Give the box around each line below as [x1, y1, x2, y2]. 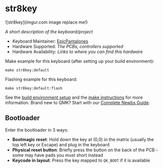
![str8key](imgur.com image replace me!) [5, 19, 88, 25]
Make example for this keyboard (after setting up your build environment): [5, 58, 155, 64]
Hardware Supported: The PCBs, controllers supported [12, 43, 124, 49]
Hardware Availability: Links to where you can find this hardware [12, 49, 143, 55]
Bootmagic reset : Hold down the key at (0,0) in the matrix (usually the [12, 136, 154, 142]
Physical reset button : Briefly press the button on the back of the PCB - [12, 147, 158, 153]
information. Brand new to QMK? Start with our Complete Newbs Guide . [5, 99, 150, 106]
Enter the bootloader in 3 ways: [5, 127, 69, 133]
